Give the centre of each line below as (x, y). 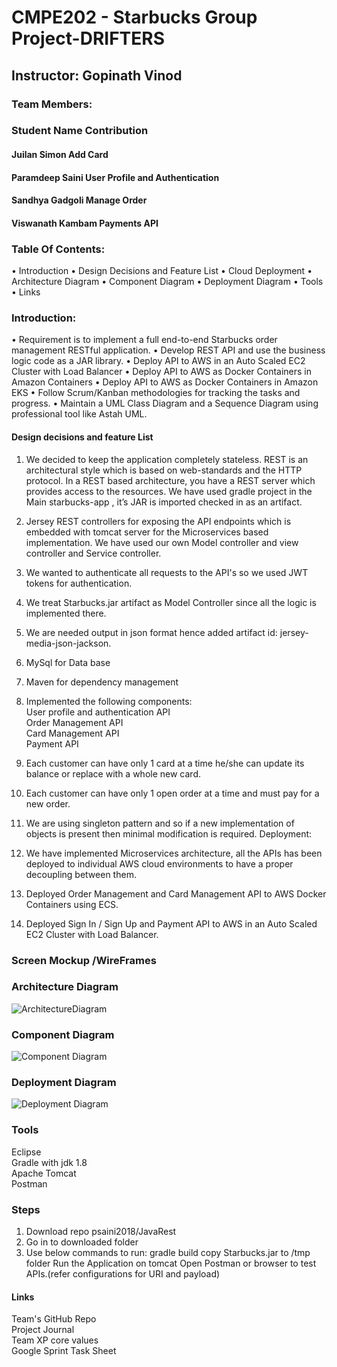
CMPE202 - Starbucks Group (134, 17)
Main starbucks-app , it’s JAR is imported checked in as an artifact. (164, 502)
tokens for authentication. (79, 583)
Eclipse (26, 1152)
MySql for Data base (68, 662)
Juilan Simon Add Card (60, 155)
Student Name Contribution (80, 131)
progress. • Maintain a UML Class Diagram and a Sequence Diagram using (165, 403)
